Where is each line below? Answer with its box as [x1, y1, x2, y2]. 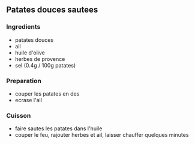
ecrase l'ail [14, 96, 42, 103]
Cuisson [6, 111, 31, 120]
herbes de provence [14, 55, 65, 62]
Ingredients [6, 23, 41, 31]
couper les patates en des [14, 90, 80, 97]
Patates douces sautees [6, 5, 98, 15]
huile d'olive [14, 49, 45, 56]
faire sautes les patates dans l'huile [14, 125, 103, 132]
